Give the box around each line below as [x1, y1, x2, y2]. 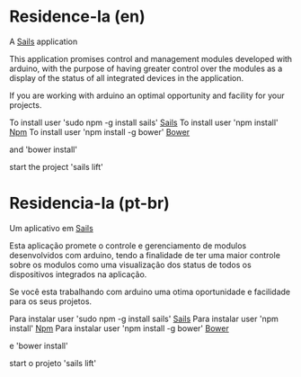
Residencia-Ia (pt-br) [9, 193, 171, 213]
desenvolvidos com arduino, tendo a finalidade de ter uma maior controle [9, 249, 281, 260]
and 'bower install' [9, 144, 78, 155]
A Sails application [9, 36, 78, 47]
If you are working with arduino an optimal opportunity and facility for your [9, 90, 285, 101]
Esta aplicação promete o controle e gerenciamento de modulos [9, 240, 247, 251]
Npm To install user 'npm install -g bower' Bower [9, 126, 190, 137]
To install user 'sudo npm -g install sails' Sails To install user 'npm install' [9, 117, 279, 128]
